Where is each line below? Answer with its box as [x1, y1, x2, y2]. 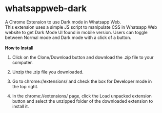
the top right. [12, 83, 39, 89]
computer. [12, 59, 33, 65]
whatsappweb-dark [5, 3, 87, 14]
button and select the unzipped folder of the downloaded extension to [12, 98, 153, 104]
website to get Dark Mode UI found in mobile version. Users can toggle [5, 29, 148, 35]
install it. [12, 103, 29, 109]
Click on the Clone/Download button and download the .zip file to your [12, 54, 154, 60]
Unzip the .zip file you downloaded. [12, 69, 84, 75]
